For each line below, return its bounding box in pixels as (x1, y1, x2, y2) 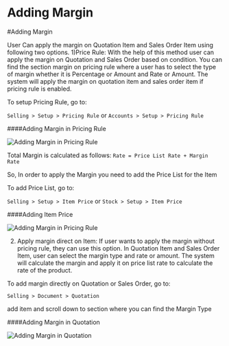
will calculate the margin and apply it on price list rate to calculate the (16, 259, 213, 267)
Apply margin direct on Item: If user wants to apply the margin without (16, 237, 215, 245)
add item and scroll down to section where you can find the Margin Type (7, 304, 212, 313)
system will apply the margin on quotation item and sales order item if (7, 77, 204, 85)
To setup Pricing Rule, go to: (7, 97, 87, 106)
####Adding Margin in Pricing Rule (7, 124, 106, 132)
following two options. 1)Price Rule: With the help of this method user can (7, 48, 215, 56)
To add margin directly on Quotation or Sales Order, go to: (7, 279, 171, 288)
